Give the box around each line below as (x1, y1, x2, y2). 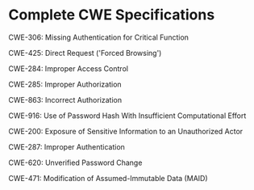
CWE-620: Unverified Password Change (8, 158, 143, 167)
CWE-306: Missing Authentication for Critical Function (8, 32, 189, 42)
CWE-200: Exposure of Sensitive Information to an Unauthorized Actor (8, 126, 244, 136)
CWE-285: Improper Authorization (8, 79, 123, 89)
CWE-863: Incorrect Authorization (8, 95, 123, 104)
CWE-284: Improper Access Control (8, 63, 129, 74)
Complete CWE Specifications (8, 6, 215, 24)
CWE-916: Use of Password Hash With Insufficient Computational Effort (8, 111, 247, 120)
